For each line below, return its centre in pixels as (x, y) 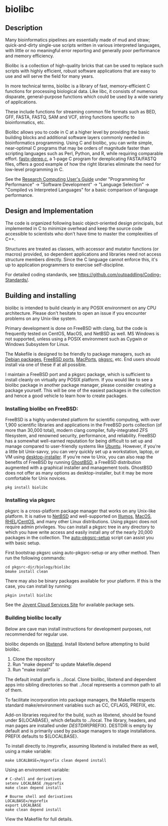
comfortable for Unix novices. (36, 478)
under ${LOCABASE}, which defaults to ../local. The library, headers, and (81, 720)
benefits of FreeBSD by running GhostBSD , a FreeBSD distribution (73, 462)
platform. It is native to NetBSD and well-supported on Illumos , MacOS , (78, 516)
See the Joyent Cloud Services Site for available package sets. (70, 605)
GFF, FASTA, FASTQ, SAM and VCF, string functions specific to (70, 117)
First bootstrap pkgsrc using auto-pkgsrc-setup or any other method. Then (82, 553)
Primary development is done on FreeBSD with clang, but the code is (76, 328)
